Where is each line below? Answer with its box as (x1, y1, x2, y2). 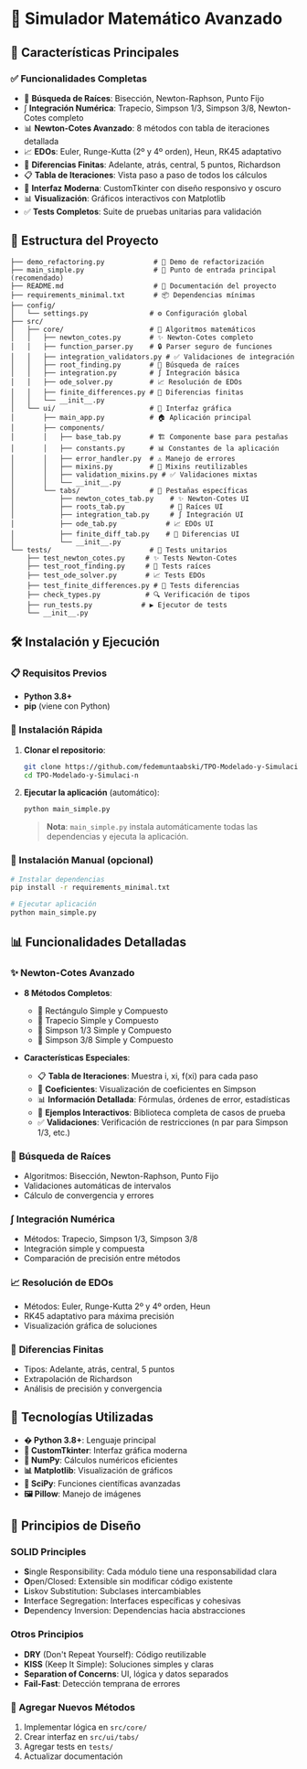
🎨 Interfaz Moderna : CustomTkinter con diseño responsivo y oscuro (23, 182, 281, 193)
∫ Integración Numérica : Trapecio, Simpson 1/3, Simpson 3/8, (23, 102, 257, 113)
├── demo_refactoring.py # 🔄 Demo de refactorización (10, 257, 264, 266)
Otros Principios (10, 1628, 84, 1641)
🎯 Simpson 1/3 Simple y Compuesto (37, 1024, 172, 1035)
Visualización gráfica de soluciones (23, 1320, 158, 1331)
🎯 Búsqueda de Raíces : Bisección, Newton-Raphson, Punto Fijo (23, 92, 264, 103)
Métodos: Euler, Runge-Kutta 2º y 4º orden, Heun (23, 1301, 211, 1312)
